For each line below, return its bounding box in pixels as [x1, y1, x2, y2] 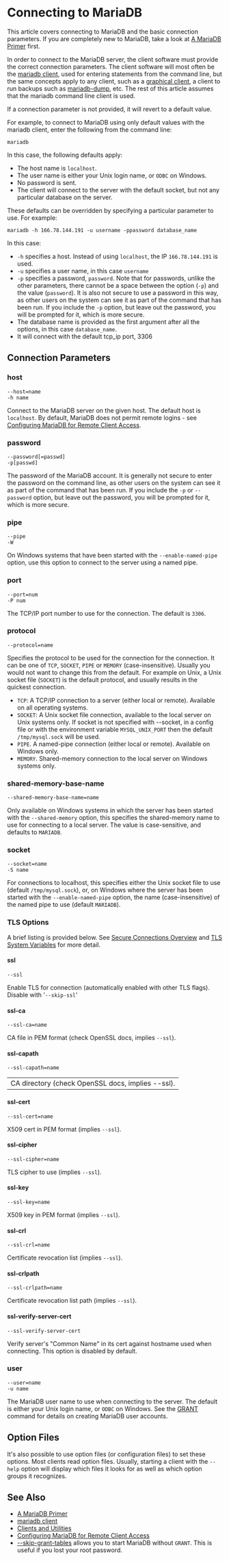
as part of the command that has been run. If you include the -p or [7, 486, 193, 494]
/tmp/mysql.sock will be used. [16, 732, 100, 740]
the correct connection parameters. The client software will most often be [7, 62, 215, 71]
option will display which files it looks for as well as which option [21, 1464, 203, 1473]
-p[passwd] [7, 459, 38, 466]
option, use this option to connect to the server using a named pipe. [7, 558, 198, 566]
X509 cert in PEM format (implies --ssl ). [7, 1125, 122, 1133]
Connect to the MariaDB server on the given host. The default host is [7, 406, 201, 414]
